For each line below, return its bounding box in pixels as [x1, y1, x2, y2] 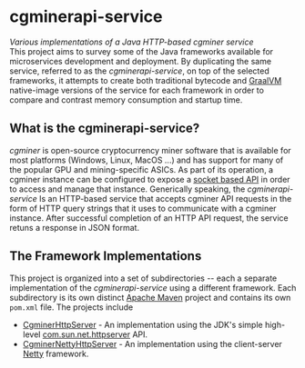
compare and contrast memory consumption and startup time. [9, 94, 243, 105]
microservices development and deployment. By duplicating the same [9, 55, 271, 66]
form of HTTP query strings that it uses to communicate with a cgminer [9, 203, 277, 214]
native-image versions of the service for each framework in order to [9, 85, 264, 95]
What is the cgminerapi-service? [9, 121, 200, 136]
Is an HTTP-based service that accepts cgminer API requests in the [39, 193, 292, 204]
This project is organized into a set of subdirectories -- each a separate [9, 273, 278, 283]
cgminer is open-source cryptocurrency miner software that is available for [9, 144, 291, 155]
